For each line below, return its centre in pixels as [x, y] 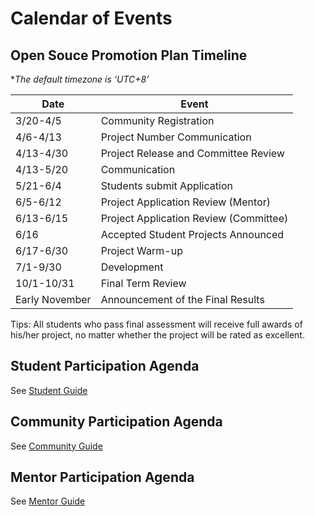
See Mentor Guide [48, 501]
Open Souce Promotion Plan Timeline [129, 55]
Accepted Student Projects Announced [192, 234]
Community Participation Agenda [116, 422]
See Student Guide [49, 390]
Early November [53, 299]
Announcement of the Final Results [182, 299]
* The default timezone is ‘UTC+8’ [80, 79]
